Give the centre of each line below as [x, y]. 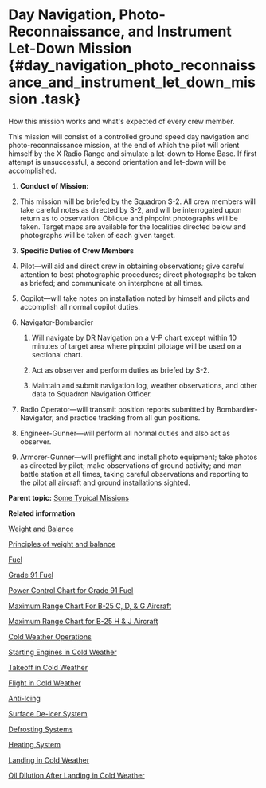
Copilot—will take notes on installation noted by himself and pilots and [135, 298]
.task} [61, 99]
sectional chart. [57, 354]
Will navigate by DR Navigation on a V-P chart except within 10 [134, 337]
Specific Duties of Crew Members [76, 250]
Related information [42, 513]
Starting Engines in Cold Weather [63, 652]
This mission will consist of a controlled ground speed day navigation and [129, 136]
